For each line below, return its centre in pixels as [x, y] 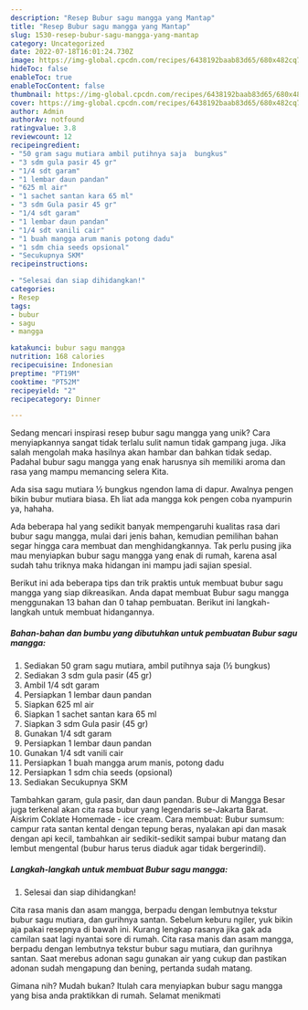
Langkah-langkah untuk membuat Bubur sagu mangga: [119, 869]
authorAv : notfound [48, 120]
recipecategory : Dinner [56, 399]
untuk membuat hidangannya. [98, 612]
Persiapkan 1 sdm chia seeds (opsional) [98, 773]
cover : [23, 103]
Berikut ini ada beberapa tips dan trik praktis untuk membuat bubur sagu [147, 583]
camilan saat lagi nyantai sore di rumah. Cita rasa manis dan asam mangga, [152, 939]
